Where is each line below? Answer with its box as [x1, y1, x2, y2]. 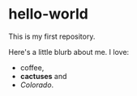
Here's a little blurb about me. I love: [8, 47, 130, 56]
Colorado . [19, 80, 54, 90]
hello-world [8, 5, 89, 23]
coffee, [19, 62, 45, 73]
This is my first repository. [8, 31, 96, 41]
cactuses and [19, 71, 67, 81]
